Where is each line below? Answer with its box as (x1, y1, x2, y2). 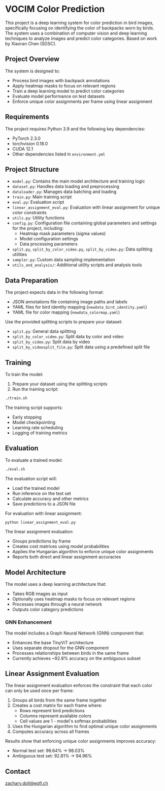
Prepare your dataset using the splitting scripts (12, 381, 107, 387)
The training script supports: (5, 405, 63, 411)
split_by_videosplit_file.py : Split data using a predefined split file (12, 344, 150, 350)
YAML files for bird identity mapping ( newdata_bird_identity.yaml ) (12, 304, 147, 310)
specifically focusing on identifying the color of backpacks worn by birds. (5, 25, 155, 31)
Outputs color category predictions (12, 606, 84, 612)
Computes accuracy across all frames (12, 728, 90, 734)
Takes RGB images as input (12, 591, 68, 597)
